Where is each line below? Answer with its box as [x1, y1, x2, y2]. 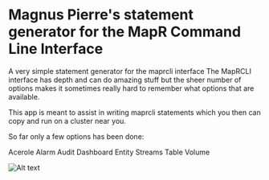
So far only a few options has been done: [8, 131, 145, 141]
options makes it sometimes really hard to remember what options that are [8, 83, 255, 93]
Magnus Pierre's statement [8, 6, 194, 24]
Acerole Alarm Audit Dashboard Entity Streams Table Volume [8, 147, 210, 157]
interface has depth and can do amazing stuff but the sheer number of [8, 75, 242, 84]
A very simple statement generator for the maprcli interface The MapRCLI [8, 66, 251, 76]
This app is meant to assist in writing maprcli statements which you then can [8, 107, 261, 117]
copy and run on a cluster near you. [8, 116, 127, 125]
